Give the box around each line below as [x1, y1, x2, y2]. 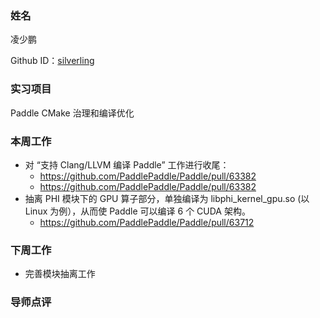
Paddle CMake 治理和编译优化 [10, 107, 135, 119]
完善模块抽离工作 [24, 268, 96, 280]
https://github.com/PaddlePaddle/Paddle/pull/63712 [39, 216, 255, 228]
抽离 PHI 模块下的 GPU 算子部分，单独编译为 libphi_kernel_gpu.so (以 [24, 192, 310, 204]
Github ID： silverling [10, 55, 95, 67]
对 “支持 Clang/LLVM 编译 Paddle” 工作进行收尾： [24, 158, 230, 171]
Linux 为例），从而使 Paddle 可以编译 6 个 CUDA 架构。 [24, 205, 251, 217]
